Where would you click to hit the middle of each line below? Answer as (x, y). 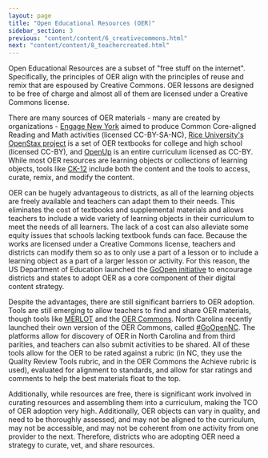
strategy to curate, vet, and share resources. (82, 445)
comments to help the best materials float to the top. (95, 379)
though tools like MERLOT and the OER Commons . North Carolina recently (130, 319)
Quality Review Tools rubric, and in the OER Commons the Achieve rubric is (132, 362)
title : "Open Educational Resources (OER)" (82, 23)
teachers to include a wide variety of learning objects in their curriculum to (131, 219)
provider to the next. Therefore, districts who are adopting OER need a (124, 436)
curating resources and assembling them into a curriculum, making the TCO (133, 403)
